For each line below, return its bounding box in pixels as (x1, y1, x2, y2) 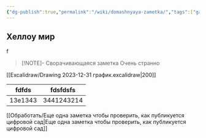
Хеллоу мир (6, 32, 55, 42)
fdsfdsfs (50, 86, 76, 95)
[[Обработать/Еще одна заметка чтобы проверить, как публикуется (6, 112, 185, 119)
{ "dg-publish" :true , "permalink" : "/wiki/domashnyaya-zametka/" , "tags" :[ (6, 9, 193, 15)
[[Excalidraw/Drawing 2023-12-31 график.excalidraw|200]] (6, 71, 156, 79)
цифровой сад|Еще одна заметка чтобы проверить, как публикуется (6, 118, 186, 126)
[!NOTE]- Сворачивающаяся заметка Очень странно (21, 59, 160, 67)
